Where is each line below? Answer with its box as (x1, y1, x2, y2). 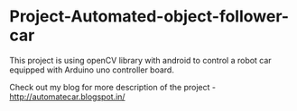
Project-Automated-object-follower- (9, 6, 290, 27)
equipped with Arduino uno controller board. (9, 64, 174, 75)
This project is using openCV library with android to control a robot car (9, 55, 273, 65)
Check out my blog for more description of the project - (9, 81, 217, 92)
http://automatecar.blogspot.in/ (9, 91, 125, 102)
